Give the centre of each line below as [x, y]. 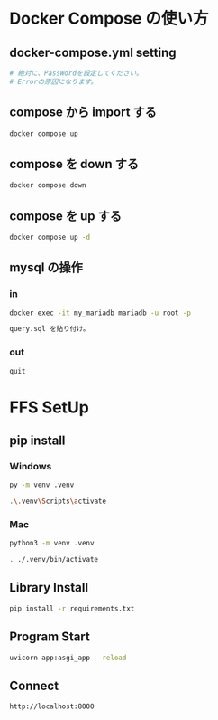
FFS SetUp [50, 407]
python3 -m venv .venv [52, 544]
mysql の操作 [46, 268]
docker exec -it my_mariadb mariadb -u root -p [100, 313]
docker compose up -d [50, 237]
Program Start [50, 637]
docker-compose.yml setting [93, 52]
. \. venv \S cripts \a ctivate [58, 502]
